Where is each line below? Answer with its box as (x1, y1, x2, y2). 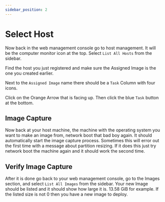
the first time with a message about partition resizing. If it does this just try (5, 143, 157, 149)
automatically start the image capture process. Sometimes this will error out (5, 138, 160, 144)
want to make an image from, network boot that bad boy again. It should (5, 132, 152, 138)
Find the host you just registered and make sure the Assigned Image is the (5, 65, 157, 71)
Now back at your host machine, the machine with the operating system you (5, 127, 161, 133)
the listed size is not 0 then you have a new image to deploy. (5, 191, 128, 198)
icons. (5, 85, 18, 91)
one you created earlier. (5, 70, 54, 76)
